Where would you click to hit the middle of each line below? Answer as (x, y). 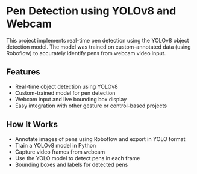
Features (23, 72)
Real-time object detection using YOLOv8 (67, 86)
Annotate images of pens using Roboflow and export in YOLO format (100, 139)
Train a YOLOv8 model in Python (55, 145)
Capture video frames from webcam (60, 152)
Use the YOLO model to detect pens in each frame (77, 158)
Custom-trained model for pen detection (65, 93)
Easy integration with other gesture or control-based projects (91, 106)
